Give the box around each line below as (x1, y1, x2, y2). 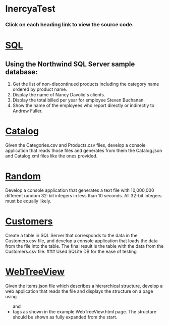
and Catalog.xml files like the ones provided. (5, 153, 98, 159)
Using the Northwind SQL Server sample (5, 60, 135, 68)
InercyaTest (5, 3, 55, 15)
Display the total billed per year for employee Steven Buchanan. (12, 97, 145, 103)
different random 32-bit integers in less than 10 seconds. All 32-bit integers (5, 192, 162, 198)
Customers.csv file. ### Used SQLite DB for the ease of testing (5, 248, 137, 254)
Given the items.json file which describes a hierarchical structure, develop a (5, 283, 163, 289)
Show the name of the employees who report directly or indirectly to (12, 102, 155, 109)
